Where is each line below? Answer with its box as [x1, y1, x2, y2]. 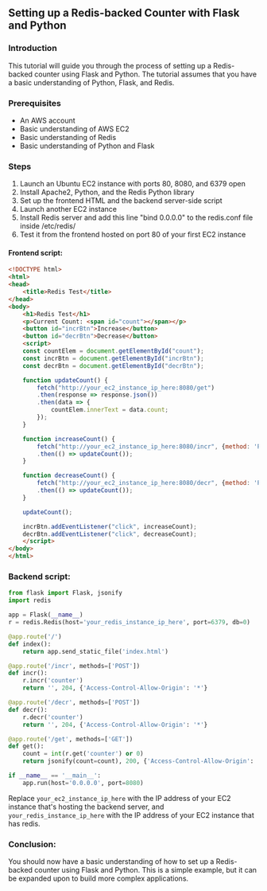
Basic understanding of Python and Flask [19, 141, 155, 150]
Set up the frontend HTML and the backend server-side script [19, 196, 222, 205]
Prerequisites [8, 97, 61, 108]
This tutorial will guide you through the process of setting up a [8, 61, 212, 70]
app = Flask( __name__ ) [8, 611, 83, 619]
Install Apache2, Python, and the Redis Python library [19, 187, 195, 197]
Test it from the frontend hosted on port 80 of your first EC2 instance [19, 230, 246, 240]
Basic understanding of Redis [19, 132, 117, 142]
